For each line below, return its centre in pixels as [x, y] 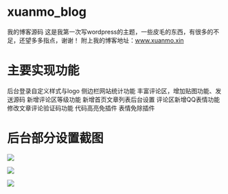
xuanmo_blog [47, 12]
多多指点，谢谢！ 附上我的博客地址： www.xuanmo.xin [107, 40]
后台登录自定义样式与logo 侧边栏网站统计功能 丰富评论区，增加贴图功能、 [111, 90]
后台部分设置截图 [56, 138]
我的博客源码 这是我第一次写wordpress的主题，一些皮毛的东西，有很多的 [110, 32]
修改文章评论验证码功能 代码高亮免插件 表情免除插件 [81, 108]
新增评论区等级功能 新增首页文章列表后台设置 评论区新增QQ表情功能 [123, 99]
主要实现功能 [44, 71]
